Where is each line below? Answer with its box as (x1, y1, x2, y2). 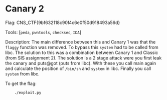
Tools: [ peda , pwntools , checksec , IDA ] (5, 29, 82, 35)
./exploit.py (14, 90, 42, 95)
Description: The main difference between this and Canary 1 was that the (5, 38, 156, 45)
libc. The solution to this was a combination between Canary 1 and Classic (5, 49, 158, 55)
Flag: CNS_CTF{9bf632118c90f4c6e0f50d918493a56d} (5, 19, 120, 25)
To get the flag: (5, 80, 37, 86)
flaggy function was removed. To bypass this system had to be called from (5, 44, 159, 50)
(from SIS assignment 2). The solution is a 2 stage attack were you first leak (5, 54, 162, 60)
